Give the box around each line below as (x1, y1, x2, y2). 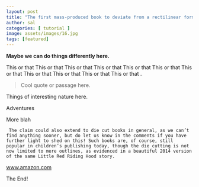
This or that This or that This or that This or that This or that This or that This (6, 64, 192, 71)
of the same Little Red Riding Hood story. (6, 153, 115, 159)
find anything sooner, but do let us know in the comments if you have (6, 133, 187, 138)
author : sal (6, 20, 36, 25)
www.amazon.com (6, 164, 52, 170)
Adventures (6, 105, 34, 111)
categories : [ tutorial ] (6, 25, 70, 31)
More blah (6, 116, 31, 123)
